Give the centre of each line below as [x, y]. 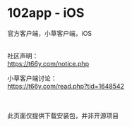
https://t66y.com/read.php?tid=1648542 [66, 86]
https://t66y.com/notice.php [48, 63]
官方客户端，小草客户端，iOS [50, 33]
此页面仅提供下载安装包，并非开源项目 [63, 115]
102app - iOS [46, 13]
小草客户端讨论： [32, 78]
